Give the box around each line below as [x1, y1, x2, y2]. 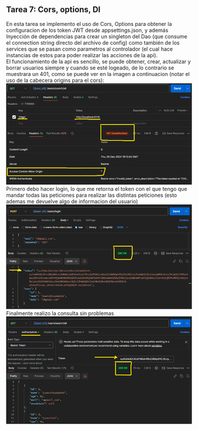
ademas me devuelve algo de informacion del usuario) [6, 198, 138, 205]
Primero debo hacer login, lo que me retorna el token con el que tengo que [6, 186, 187, 193]
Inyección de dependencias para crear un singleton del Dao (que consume [6, 32, 187, 40]
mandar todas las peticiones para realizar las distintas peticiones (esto [6, 191, 177, 199]
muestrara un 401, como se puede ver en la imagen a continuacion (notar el [6, 70, 190, 77]
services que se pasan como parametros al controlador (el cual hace [6, 45, 173, 52]
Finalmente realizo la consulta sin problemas [6, 309, 114, 317]
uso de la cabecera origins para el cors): [6, 77, 104, 84]
